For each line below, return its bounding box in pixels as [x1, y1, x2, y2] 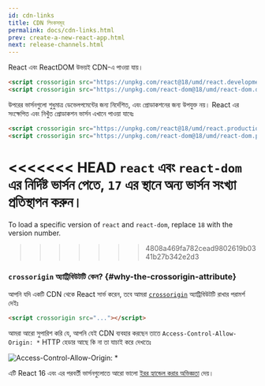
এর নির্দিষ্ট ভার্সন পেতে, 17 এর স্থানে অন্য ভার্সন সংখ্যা [8, 175, 237, 193]
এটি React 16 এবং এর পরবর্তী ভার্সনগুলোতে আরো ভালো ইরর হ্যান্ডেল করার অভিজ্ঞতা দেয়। [8, 368, 215, 377]
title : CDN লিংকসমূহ [8, 19, 65, 27]
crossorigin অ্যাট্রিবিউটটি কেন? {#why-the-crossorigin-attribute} [8, 272, 237, 283]
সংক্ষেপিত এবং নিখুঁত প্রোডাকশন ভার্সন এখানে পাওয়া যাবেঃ [8, 108, 134, 118]
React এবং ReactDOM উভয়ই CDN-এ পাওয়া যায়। [8, 62, 144, 72]
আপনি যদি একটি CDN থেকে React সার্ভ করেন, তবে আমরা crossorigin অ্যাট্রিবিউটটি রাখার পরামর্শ [8, 289, 246, 298]
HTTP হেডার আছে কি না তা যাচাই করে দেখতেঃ [42, 337, 151, 347]
